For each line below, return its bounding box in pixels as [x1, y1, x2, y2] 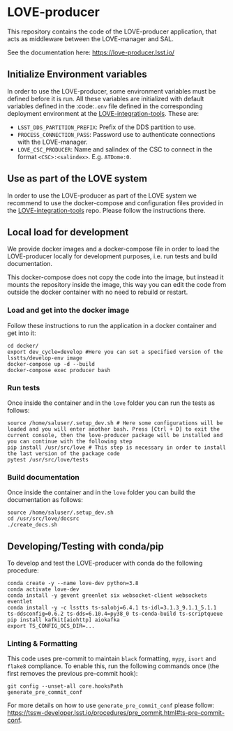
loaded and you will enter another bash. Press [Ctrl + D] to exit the [7, 425, 220, 433]
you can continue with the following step [7, 438, 133, 445]
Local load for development [7, 226, 129, 238]
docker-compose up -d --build [7, 360, 96, 367]
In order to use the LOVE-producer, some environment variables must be [7, 87, 216, 95]
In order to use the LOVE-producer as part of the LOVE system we [7, 191, 197, 200]
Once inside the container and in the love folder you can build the [7, 488, 196, 496]
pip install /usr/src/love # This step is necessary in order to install [7, 444, 227, 451]
